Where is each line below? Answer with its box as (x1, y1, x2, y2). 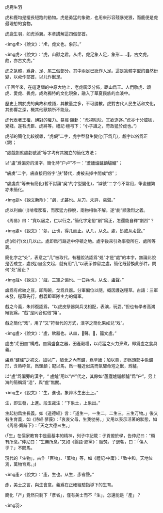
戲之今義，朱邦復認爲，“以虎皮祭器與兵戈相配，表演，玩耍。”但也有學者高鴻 (5, 304, 156, 309)
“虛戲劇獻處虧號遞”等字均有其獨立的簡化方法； (5, 150, 98, 155)
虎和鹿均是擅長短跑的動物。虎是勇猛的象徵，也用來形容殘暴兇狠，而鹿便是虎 (5, 15, 158, 20)
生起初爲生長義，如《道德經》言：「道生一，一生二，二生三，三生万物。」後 (5, 410, 154, 416)
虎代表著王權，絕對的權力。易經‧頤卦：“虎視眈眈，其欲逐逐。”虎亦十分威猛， (5, 117, 157, 123)
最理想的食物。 (5, 21, 35, 26)
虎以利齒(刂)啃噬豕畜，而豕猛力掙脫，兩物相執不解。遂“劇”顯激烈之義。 (5, 208, 148, 213)
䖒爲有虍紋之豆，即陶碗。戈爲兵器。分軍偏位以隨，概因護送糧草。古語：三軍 (5, 288, 158, 293)
